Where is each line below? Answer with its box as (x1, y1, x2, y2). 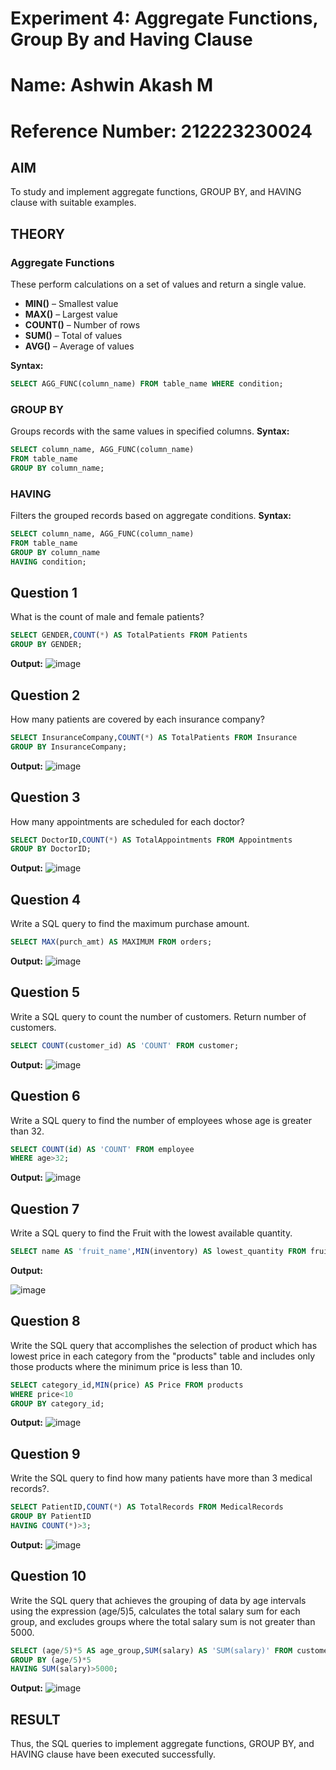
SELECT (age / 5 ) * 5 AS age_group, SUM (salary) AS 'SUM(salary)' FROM (10, 1645, 293, 1656)
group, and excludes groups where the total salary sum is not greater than (10, 1615, 316, 1627)
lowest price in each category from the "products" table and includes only (10, 1350, 316, 1362)
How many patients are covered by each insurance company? (10, 713, 265, 726)
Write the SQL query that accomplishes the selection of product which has (10, 1339, 318, 1351)
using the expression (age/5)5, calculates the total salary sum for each (10, 1605, 301, 1617)
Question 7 (10, 1200, 80, 1217)
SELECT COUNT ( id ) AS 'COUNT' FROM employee (10, 1144, 195, 1154)
